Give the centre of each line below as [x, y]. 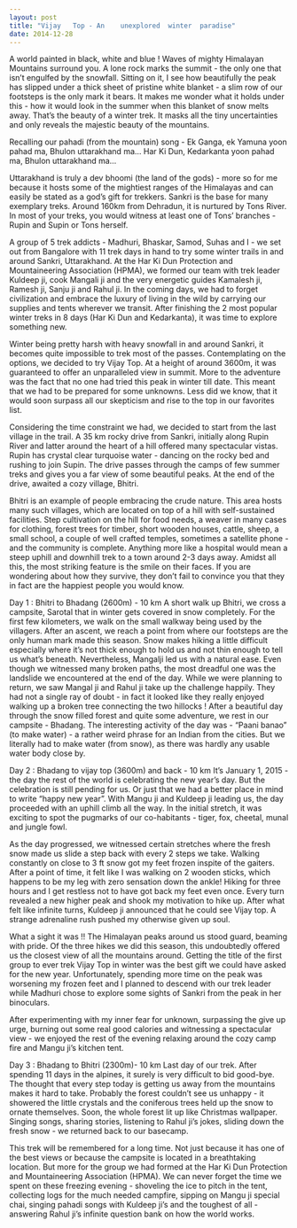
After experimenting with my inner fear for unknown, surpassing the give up [148, 1020]
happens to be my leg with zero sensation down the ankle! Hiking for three [145, 882]
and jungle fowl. [39, 827]
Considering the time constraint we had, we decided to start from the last [143, 427]
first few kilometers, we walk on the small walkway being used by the [136, 622]
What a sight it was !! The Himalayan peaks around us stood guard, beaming [148, 937]
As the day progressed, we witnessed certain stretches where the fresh [140, 844]
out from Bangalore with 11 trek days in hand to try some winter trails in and [146, 252]
